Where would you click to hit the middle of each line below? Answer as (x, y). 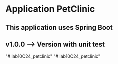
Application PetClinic (50, 9)
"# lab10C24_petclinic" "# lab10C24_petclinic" (53, 56)
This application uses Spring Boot (59, 28)
